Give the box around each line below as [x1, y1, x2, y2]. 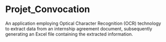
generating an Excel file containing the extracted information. [5, 31, 134, 37]
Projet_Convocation [5, 4, 90, 15]
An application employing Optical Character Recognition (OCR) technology [5, 20, 161, 26]
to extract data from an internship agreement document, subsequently [5, 25, 152, 31]
